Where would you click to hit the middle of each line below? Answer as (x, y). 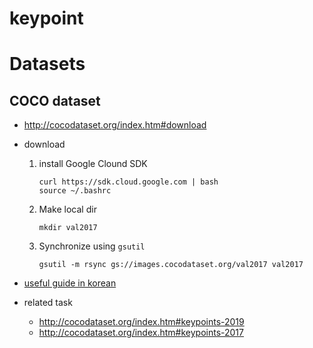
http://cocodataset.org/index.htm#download (115, 125)
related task (48, 303)
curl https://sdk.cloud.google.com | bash (128, 182)
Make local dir (67, 209)
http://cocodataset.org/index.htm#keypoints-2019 (141, 322)
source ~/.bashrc (75, 191)
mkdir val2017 (68, 228)
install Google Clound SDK (93, 164)
